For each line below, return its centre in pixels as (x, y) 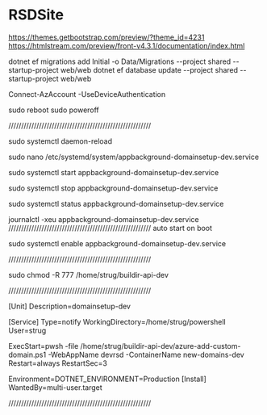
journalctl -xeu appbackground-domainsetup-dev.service (104, 219)
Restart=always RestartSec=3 (58, 363)
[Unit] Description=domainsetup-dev (70, 306)
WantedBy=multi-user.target (55, 387)
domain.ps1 (27, 354)
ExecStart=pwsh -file (44, 346)
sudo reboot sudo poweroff (54, 110)
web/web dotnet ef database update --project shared (149, 69)
